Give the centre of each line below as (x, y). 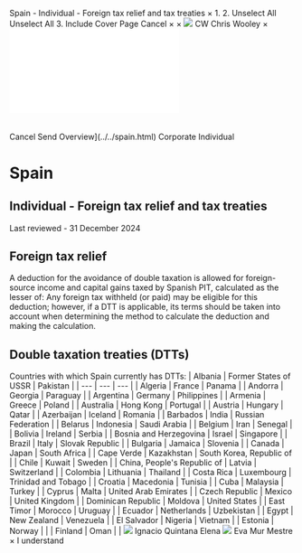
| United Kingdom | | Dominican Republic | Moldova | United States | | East (147, 501)
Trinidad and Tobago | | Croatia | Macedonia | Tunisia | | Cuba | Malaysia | (146, 482)
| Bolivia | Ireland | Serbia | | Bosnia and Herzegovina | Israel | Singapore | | (148, 434)
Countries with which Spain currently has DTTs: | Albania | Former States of (150, 376)
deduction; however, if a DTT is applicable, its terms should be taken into (145, 307)
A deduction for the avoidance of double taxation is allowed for (127, 278)
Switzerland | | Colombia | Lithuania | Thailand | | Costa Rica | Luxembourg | (151, 473)
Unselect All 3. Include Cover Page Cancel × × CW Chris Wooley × (139, 23)
